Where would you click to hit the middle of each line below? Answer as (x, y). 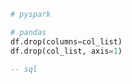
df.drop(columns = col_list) (66, 41)
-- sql (24, 69)
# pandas (28, 32)
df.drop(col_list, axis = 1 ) (66, 51)
